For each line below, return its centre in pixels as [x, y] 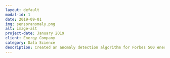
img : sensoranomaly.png [30, 24]
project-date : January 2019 [35, 33]
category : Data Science [30, 43]
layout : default [22, 10]
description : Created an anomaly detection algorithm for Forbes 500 [80, 47]
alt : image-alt [21, 29]
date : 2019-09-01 [24, 19]
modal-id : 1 [18, 15]
